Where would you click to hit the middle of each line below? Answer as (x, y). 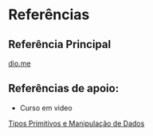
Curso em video (46, 108)
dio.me (20, 63)
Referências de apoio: (64, 88)
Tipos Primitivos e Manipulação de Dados (76, 123)
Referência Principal (60, 44)
